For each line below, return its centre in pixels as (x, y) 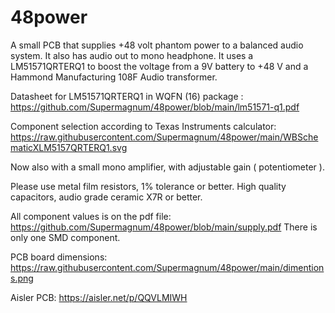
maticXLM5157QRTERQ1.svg (69, 147)
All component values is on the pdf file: (91, 216)
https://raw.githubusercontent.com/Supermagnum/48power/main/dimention (167, 267)
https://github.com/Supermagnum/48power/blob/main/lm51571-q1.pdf (155, 107)
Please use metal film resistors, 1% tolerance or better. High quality (148, 186)
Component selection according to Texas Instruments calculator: (143, 126)
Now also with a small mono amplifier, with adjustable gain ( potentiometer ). (167, 167)
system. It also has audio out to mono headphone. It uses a (132, 55)
